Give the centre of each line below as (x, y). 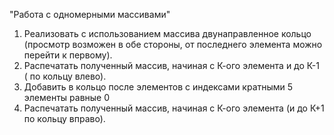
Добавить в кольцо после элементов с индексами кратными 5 (158, 87)
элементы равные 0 (67, 97)
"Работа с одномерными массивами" (90, 14)
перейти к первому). (68, 55)
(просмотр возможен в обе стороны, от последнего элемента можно (173, 44)
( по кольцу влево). (65, 76)
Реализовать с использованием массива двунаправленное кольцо (167, 33)
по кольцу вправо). (64, 118)
